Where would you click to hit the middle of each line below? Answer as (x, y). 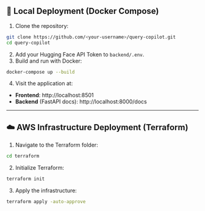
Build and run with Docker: (49, 61)
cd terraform (23, 156)
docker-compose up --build (41, 72)
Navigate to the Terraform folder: (57, 145)
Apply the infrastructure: (46, 190)
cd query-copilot (28, 43)
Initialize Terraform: (40, 168)
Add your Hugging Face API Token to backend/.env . (80, 54)
